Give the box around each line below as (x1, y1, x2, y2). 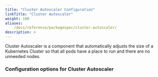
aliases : (5, 20, 23, 26)
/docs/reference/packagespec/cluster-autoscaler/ (14, 25, 117, 30)
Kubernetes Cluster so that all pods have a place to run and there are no (5, 48, 150, 54)
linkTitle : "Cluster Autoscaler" (5, 12, 73, 17)
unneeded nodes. (5, 54, 41, 59)
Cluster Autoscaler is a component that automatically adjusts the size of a (5, 43, 154, 49)
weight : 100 (5, 16, 29, 21)
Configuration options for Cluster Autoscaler (5, 65, 114, 72)
